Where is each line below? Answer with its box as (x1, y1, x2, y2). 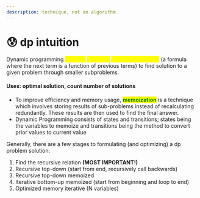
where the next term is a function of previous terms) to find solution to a (6, 62, 187, 69)
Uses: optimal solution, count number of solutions (6, 82, 136, 90)
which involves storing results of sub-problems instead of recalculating (15, 102, 194, 110)
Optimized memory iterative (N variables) (15, 185, 119, 192)
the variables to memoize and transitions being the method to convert (15, 122, 190, 129)
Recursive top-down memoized (15, 172, 95, 179)
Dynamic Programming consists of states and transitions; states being (15, 116, 191, 123)
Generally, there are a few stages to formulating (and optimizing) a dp (6, 140, 181, 147)
